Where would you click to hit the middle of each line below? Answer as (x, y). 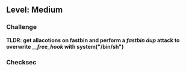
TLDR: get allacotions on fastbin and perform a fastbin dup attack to (93, 40)
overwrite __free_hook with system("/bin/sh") (65, 46)
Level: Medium (35, 10)
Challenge (22, 27)
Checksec (21, 62)
